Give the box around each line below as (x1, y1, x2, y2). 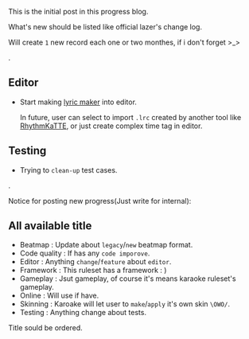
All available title (8, 219, 92, 233)
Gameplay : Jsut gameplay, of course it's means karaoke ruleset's (19, 274, 236, 283)
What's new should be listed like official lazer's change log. (8, 22, 203, 31)
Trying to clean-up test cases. (19, 165, 118, 174)
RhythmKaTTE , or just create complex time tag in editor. (19, 121, 203, 131)
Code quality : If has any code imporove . (19, 248, 150, 258)
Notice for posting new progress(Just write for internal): (8, 196, 192, 205)
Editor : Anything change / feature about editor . (19, 257, 172, 267)
